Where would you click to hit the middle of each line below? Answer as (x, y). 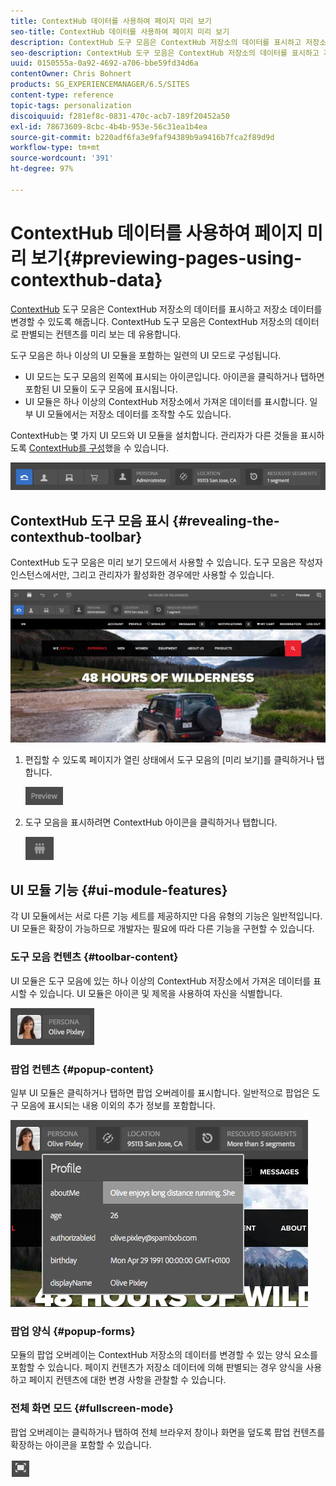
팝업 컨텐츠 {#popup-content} (82, 1069)
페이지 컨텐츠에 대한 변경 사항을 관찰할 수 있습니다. (127, 1380)
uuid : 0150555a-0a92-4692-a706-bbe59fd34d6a (104, 63)
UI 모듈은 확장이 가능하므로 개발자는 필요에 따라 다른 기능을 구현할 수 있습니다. (162, 929)
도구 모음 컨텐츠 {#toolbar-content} (94, 957)
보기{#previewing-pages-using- (166, 257)
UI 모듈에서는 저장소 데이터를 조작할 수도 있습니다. (133, 414)
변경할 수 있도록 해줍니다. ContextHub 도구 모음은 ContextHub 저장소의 (151, 321)
